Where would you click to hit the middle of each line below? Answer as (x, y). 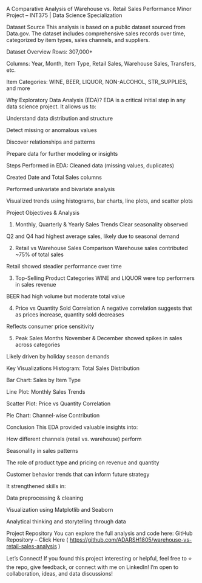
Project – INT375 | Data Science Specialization (64, 15)
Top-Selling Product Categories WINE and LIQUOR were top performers (105, 278)
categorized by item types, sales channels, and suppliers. (78, 40)
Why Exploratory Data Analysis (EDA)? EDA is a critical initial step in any (96, 100)
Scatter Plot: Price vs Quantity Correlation (59, 403)
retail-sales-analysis (32, 546)
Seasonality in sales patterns (42, 451)
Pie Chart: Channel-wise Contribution (53, 415)
